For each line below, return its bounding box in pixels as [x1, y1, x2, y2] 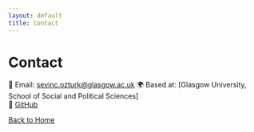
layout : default [8, 11, 62, 20]
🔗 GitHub [8, 100, 38, 110]
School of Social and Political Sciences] [8, 91, 139, 101]
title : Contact [8, 19, 59, 27]
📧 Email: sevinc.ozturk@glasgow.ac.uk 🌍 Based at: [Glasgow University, [8, 80, 247, 90]
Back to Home [8, 115, 55, 125]
